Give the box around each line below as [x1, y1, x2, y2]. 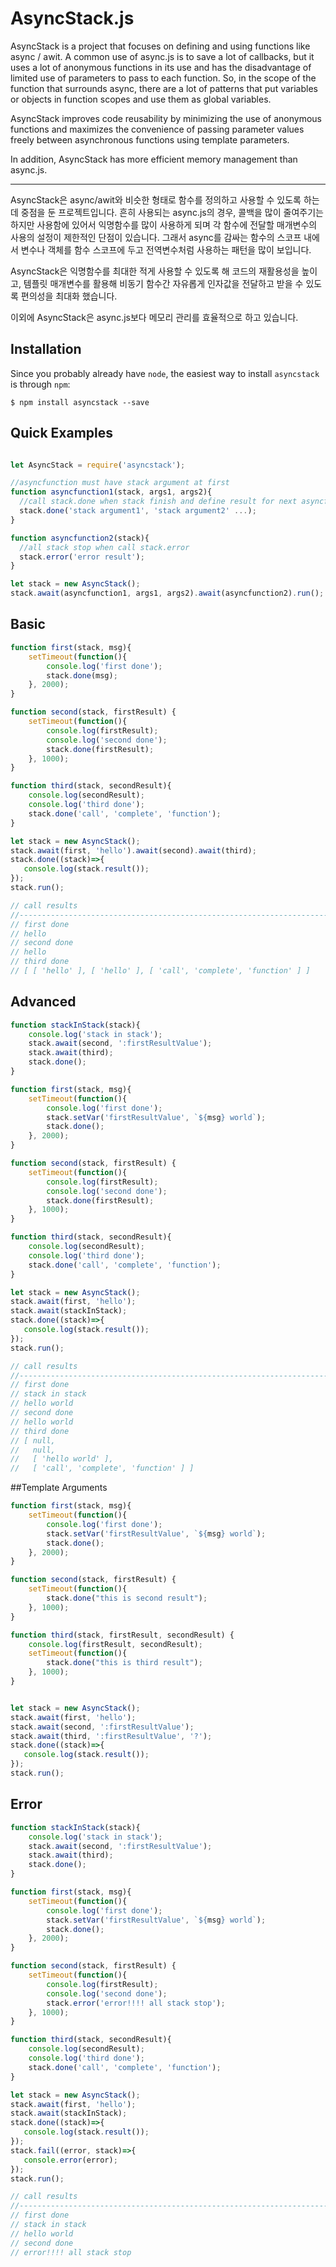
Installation [10, 341, 82, 358]
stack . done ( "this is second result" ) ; [46, 1593, 208, 1604]
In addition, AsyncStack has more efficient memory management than [10, 153, 298, 165]
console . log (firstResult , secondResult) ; [28, 1639, 203, 1649]
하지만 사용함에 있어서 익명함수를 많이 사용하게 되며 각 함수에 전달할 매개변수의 [10, 218, 318, 231]
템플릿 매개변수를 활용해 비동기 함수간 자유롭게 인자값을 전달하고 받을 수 [23, 277, 304, 289]
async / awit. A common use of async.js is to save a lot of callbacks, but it [10, 50, 315, 62]
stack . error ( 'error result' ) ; [19, 552, 145, 562]
